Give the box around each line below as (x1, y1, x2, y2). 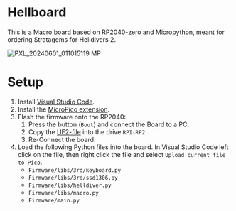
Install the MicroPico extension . (17, 104, 110, 114)
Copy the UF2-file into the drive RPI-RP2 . (28, 127, 147, 136)
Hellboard (7, 4, 67, 21)
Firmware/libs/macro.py (28, 189, 100, 196)
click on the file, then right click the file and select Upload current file (17, 150, 226, 158)
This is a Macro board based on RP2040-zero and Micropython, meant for (7, 28, 225, 36)
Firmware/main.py (28, 197, 80, 204)
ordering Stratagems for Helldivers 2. (7, 35, 116, 43)
